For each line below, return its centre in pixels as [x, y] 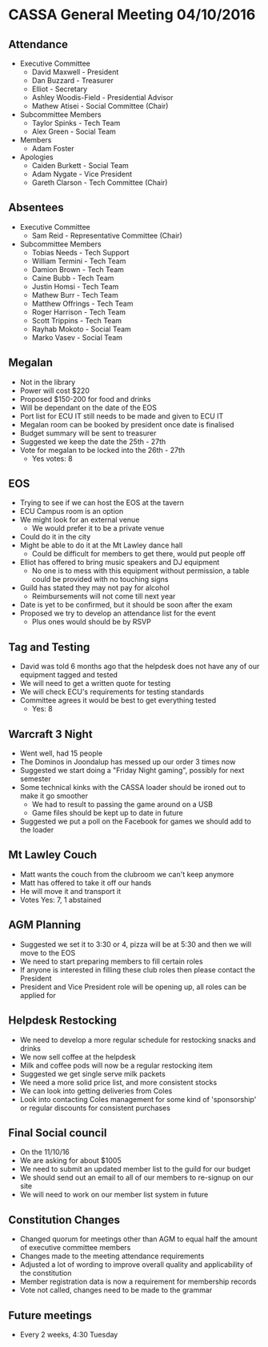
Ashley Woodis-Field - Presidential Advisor [102, 97]
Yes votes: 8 [52, 459]
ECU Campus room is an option [72, 511]
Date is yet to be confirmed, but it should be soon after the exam [126, 605]
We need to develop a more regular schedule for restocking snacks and [138, 1040]
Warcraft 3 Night [51, 734]
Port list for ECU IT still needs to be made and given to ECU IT [122, 416]
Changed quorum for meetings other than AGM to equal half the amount [138, 1239]
